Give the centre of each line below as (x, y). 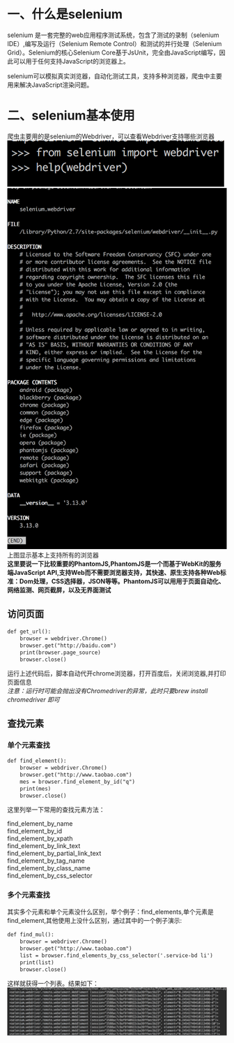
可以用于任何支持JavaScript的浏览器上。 (71, 61)
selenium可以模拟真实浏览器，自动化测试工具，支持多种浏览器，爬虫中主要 (115, 76)
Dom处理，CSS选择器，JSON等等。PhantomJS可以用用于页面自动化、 (122, 581)
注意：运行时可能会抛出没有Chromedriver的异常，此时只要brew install (108, 691)
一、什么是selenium (65, 14)
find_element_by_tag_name (46, 861)
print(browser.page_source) (60, 652)
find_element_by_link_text (44, 846)
